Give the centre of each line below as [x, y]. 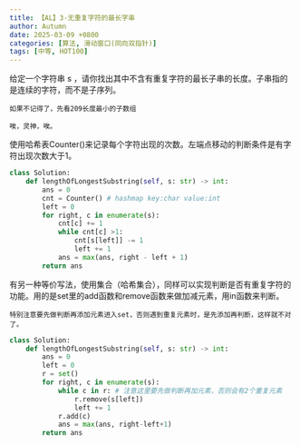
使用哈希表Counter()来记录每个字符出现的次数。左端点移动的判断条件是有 [146, 144]
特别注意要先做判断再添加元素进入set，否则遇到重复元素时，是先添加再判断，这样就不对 [150, 314]
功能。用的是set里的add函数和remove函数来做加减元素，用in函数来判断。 [147, 295]
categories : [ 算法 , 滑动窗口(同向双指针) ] [83, 43]
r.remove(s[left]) [109, 399]
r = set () [60, 374]
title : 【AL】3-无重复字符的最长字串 [73, 18]
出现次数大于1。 [47, 156]
